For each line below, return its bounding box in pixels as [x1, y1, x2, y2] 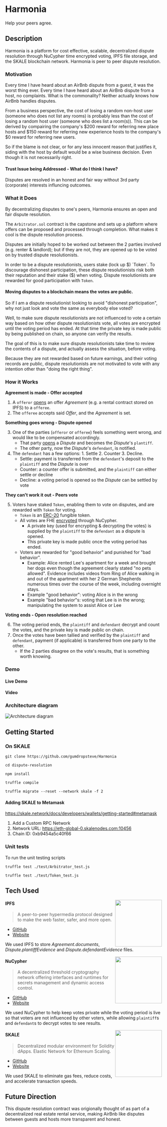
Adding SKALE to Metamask [5, 799, 65, 805]
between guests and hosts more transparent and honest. [5, 1116, 122, 1123]
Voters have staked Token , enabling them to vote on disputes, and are [12, 502, 155, 508]
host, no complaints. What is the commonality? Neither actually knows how [5, 93, 159, 99]
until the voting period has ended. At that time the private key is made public [5, 325, 162, 331]
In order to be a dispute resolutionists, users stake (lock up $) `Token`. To [5, 261, 155, 267]
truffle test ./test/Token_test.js [5, 873, 79, 878]
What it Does [5, 194, 37, 201]
